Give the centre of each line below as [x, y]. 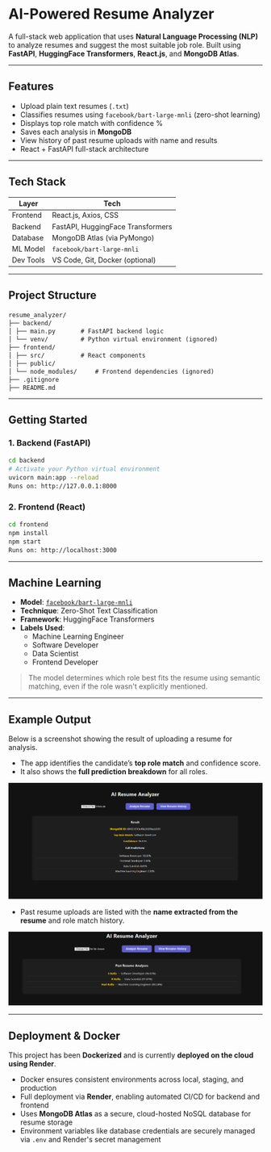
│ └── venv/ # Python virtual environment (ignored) [113, 339]
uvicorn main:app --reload [54, 478]
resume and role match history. [72, 920]
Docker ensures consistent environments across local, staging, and [132, 1079]
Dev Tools [29, 260]
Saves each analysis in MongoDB [76, 132]
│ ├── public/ [32, 363]
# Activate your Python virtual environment [84, 469]
